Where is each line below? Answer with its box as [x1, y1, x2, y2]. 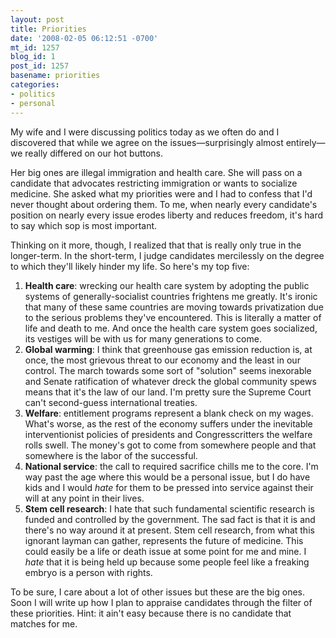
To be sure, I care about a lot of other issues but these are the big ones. [10, 586, 305, 598]
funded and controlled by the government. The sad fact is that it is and [24, 513, 316, 525]
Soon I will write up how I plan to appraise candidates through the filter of [10, 596, 313, 608]
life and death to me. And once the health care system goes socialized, [24, 322, 318, 334]
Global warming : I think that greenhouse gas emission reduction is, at [24, 343, 313, 355]
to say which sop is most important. [10, 219, 158, 231]
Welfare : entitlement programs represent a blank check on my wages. [24, 407, 314, 419]
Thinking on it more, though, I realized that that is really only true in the [10, 239, 302, 251]
